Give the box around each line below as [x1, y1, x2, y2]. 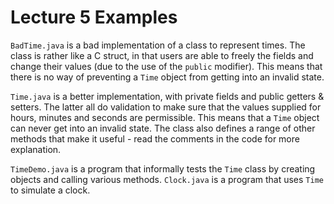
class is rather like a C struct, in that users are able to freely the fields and [10, 49, 314, 61]
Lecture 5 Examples [10, 6, 178, 29]
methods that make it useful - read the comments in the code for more [10, 132, 300, 145]
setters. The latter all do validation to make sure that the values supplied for [10, 101, 322, 113]
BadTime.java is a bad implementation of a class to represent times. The [10, 39, 306, 51]
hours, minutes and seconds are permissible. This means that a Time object [10, 111, 320, 123]
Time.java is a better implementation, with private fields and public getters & [10, 90, 325, 102]
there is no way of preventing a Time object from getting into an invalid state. [10, 71, 325, 83]
